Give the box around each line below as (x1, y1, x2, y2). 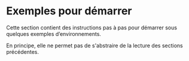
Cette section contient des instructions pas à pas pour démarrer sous (6, 24, 178, 31)
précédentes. (6, 48, 39, 55)
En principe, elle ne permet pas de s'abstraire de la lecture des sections (6, 42, 184, 49)
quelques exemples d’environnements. (6, 30, 102, 37)
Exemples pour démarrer (6, 4, 132, 18)
